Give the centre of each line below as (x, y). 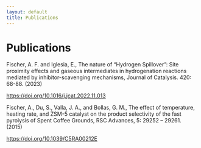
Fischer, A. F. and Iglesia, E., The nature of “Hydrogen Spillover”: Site (93, 65)
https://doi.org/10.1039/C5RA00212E (52, 139)
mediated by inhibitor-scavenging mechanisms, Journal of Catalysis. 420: (99, 77)
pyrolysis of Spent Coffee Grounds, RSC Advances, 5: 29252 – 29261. (94, 121)
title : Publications (33, 18)
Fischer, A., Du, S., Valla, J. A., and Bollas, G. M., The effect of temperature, (100, 108)
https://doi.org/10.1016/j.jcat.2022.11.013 (56, 96)
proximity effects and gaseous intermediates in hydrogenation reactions (97, 71)
